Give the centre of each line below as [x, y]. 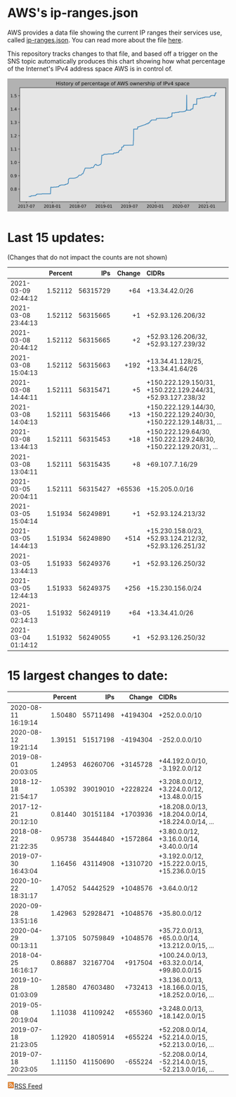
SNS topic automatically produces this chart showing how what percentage [116, 61]
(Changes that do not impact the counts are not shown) [87, 257]
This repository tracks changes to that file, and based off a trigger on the [113, 54]
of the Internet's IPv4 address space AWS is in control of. [90, 68]
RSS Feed [28, 1086]
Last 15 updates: [56, 238]
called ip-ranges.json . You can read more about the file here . [95, 39]
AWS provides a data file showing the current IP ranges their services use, [115, 32]
